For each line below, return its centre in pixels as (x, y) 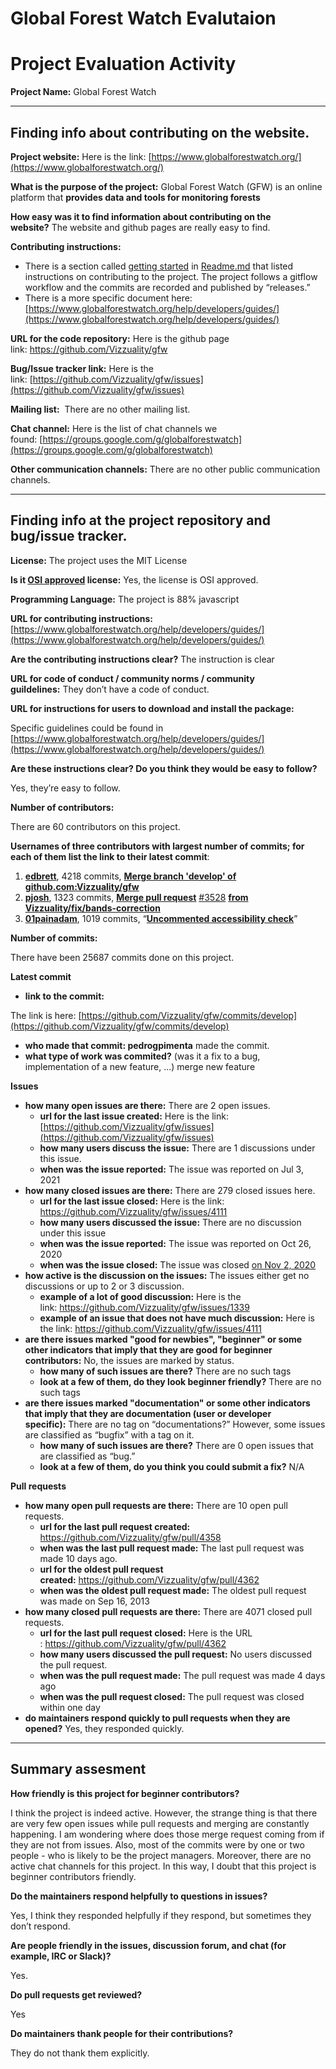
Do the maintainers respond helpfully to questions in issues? (139, 1896)
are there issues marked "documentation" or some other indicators (167, 1403)
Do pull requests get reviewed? (76, 1994)
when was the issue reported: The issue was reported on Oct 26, (175, 1243)
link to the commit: (64, 996)
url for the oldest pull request (101, 1569)
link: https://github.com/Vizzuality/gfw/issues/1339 (144, 1307)
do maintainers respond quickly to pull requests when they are (157, 1718)
